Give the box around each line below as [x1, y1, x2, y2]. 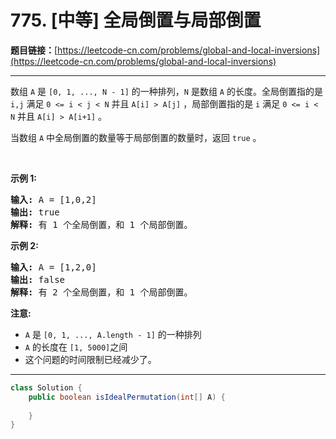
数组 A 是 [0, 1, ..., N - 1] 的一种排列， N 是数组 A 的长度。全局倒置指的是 [10, 85, 323, 97]
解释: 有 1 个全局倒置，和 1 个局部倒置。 [10, 219, 193, 230]
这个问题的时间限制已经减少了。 [24, 353, 157, 365]
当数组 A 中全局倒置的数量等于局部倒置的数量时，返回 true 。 [10, 131, 262, 143]
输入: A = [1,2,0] [10, 261, 97, 273]
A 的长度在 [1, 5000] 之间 [24, 341, 128, 353]
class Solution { [10, 382, 83, 393]
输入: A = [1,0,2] [10, 194, 97, 205]
